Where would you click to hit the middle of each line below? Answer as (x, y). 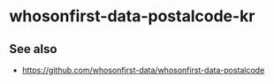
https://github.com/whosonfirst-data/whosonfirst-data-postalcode (143, 70)
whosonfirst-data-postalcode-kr (132, 16)
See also (33, 49)
